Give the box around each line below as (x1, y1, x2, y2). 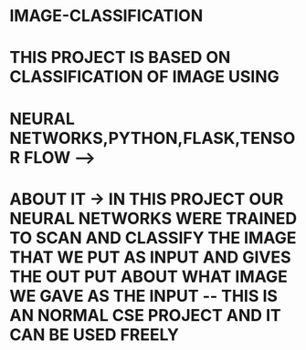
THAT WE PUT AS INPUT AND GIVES (9, 247, 291, 267)
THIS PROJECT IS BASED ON (9, 47, 231, 68)
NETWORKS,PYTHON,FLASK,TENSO (9, 128, 296, 149)
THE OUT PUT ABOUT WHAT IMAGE (9, 266, 288, 287)
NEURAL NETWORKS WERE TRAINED (9, 208, 298, 229)
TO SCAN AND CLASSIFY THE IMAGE (9, 227, 297, 248)
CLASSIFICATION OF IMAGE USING (9, 67, 280, 87)
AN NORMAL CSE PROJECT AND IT (9, 304, 281, 325)
